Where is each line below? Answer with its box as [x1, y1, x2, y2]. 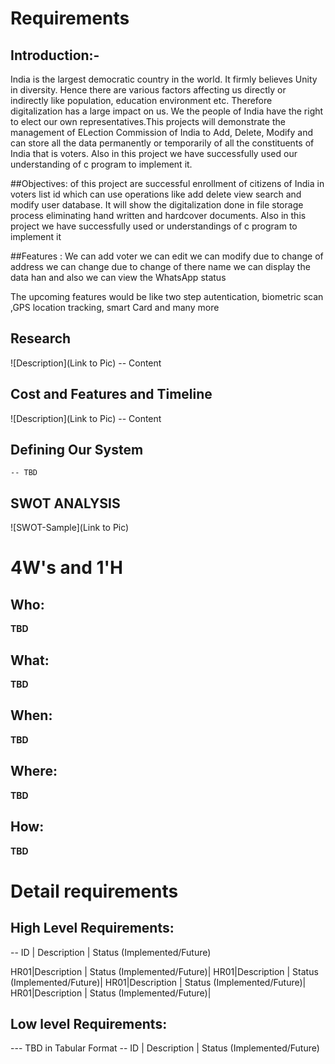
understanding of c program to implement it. [10, 158, 193, 170]
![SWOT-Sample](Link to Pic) [10, 522, 130, 534]
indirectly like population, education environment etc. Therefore [10, 95, 273, 106]
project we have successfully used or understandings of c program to [10, 220, 298, 232]
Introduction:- [10, 47, 100, 64]
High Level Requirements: [10, 920, 175, 937]
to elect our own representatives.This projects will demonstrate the [10, 116, 286, 127]
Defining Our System [10, 442, 144, 459]
